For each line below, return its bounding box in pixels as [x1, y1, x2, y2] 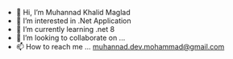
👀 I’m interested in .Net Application [15, 16, 131, 26]
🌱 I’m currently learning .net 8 [15, 25, 115, 33]
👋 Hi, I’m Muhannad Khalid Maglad [15, 8, 131, 17]
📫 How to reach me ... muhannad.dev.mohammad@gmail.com [15, 42, 225, 51]
